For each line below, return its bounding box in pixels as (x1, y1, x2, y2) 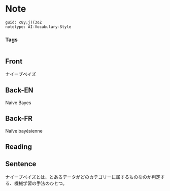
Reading (5, 143, 32, 151)
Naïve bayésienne (5, 128, 43, 134)
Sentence (5, 160, 37, 168)
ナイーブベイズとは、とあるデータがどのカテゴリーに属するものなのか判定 (5, 174, 161, 180)
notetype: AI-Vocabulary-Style (5, 24, 72, 29)
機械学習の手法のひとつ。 (14, 180, 67, 186)
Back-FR (5, 114, 33, 123)
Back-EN (5, 86, 33, 94)
